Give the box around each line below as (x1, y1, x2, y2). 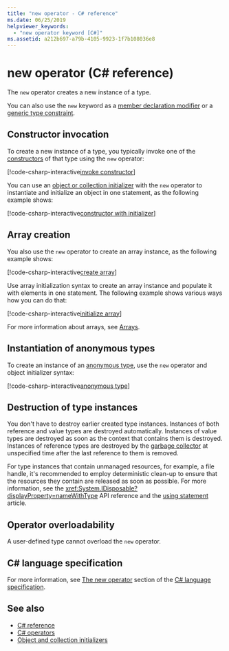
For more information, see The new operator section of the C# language (7, 575, 211, 583)
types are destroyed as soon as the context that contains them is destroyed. (7, 435, 223, 443)
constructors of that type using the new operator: (7, 154, 144, 163)
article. (7, 499, 27, 507)
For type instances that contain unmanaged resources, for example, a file (7, 462, 215, 471)
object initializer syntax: (7, 368, 74, 376)
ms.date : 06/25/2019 (7, 17, 67, 23)
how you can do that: (7, 296, 67, 304)
